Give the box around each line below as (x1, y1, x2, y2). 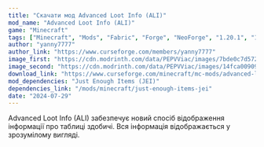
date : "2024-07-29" (8, 92, 72, 100)
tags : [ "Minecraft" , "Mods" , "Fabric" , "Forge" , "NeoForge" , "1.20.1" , (8, 33, 248, 42)
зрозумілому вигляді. (8, 130, 80, 140)
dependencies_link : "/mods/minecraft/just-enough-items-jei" (8, 84, 213, 93)
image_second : (8, 63, 55, 71)
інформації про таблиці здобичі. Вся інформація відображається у (8, 122, 230, 131)
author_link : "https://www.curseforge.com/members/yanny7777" (8, 48, 216, 56)
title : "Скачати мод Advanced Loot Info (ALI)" (8, 11, 167, 20)
